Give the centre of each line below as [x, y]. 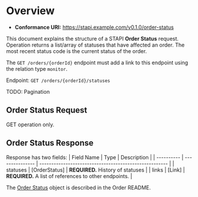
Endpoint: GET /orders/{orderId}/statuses [58, 80]
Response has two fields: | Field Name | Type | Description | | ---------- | [95, 157]
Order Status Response [50, 143]
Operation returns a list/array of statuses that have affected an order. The [95, 45]
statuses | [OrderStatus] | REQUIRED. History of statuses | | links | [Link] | [95, 170]
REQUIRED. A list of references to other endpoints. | [69, 176]
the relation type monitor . [37, 68]
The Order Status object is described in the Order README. [79, 188]
